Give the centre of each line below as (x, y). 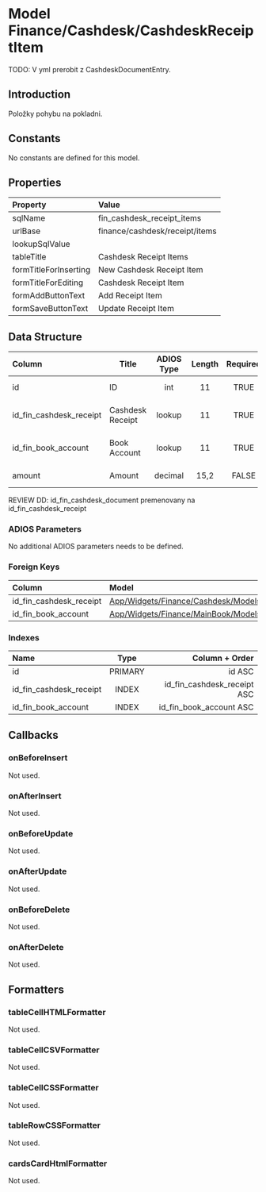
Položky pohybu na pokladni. (55, 113)
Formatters (36, 989)
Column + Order (223, 658)
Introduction (40, 95)
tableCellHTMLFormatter (57, 1012)
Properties (35, 182)
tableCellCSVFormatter (54, 1050)
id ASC (241, 671)
